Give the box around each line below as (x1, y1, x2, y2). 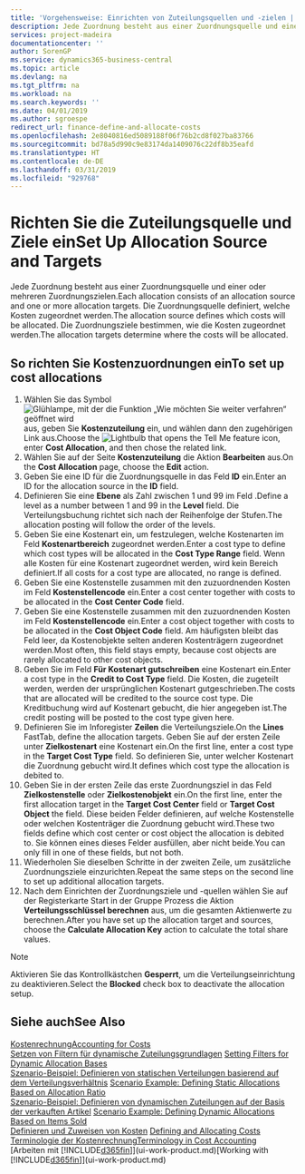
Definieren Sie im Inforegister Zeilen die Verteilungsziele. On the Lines (23, 722, 284, 732)
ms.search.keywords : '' (10, 97, 100, 107)
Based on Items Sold (10, 1115, 88, 1126)
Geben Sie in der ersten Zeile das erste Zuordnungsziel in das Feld (23, 779, 272, 790)
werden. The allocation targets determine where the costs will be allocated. (10, 329, 289, 340)
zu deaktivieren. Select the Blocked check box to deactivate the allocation (10, 979, 285, 989)
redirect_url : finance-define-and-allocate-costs (10, 123, 202, 132)
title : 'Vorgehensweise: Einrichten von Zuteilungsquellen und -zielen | (10, 13, 295, 23)
